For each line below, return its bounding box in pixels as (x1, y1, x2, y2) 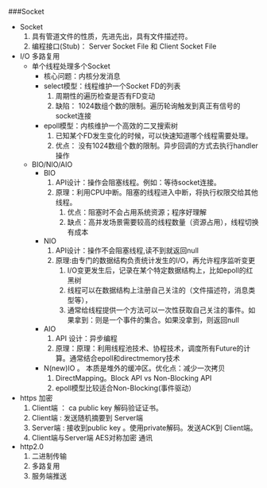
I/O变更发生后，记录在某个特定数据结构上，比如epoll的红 (67, 265, 253, 275)
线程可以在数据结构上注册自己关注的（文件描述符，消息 (67, 285, 249, 295)
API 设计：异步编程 (55, 334, 118, 343)
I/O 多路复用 (19, 52, 60, 60)
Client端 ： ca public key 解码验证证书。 (31, 403, 163, 412)
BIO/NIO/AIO (31, 160, 73, 169)
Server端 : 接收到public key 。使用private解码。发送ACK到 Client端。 (31, 423, 257, 432)
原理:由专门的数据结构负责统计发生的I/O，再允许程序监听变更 (55, 256, 256, 265)
